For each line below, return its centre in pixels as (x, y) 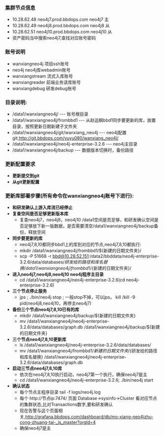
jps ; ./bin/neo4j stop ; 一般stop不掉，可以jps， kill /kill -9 (77, 297)
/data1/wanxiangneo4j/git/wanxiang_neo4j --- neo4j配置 (69, 132)
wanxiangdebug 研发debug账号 (44, 88)
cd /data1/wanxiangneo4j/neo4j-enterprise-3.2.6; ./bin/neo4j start (86, 380)
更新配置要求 (20, 164)
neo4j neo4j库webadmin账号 (41, 70)
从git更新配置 (26, 182)
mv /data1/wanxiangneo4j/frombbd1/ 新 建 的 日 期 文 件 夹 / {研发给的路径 (88, 351)
